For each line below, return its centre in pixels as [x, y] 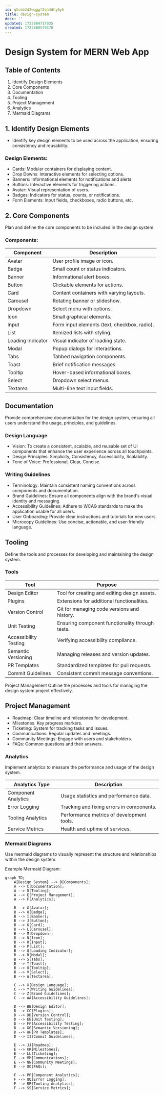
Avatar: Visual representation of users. [51, 190]
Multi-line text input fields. [83, 389]
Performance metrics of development [103, 815]
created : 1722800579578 [29, 28]
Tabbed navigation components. [90, 357]
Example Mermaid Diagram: [33, 869]
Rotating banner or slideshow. [87, 301]
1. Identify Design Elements [47, 129]
